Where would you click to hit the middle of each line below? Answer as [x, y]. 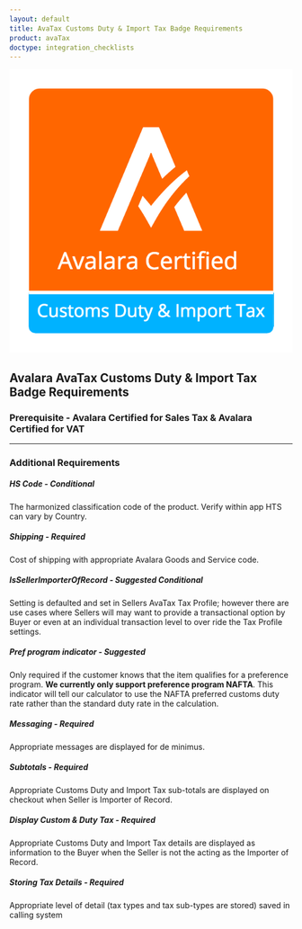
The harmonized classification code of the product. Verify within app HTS [146, 506]
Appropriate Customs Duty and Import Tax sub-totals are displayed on [139, 790]
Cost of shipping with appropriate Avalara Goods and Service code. [134, 559]
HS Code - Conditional [52, 484]
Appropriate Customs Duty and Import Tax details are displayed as [133, 843]
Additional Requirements [65, 462]
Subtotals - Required [49, 767]
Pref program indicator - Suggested [78, 652]
